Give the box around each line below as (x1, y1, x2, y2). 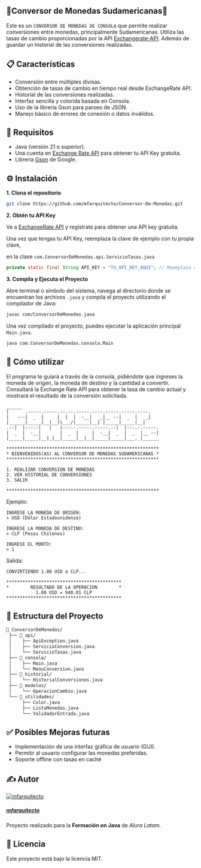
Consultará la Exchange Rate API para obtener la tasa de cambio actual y (6, 385, 187, 393)
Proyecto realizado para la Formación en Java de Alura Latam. (6, 821, 162, 828)
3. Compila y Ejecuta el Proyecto (6, 275, 89, 283)
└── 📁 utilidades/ (8, 693, 55, 699)
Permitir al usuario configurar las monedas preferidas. (14, 749, 148, 756)
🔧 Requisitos (6, 127, 54, 138)
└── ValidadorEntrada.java (22, 710, 90, 717)
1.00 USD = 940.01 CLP (35, 589, 93, 596)
